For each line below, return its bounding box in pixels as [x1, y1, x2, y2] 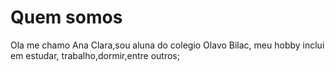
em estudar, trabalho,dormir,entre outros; [10, 49, 180, 61]
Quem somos [10, 6, 123, 29]
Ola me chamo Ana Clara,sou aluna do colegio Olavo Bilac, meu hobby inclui [10, 39, 325, 51]
